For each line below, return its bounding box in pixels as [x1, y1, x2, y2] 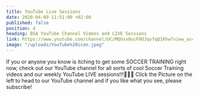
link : [6, 36, 20, 42]
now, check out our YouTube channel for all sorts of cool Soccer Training [6, 64, 184, 71]
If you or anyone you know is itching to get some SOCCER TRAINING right [6, 58, 187, 65]
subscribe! [6, 83, 33, 90]
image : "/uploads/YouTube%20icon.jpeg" [6, 42, 105, 48]
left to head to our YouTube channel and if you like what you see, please [6, 77, 182, 84]
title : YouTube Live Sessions [6, 8, 81, 15]
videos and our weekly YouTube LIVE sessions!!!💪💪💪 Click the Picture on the [6, 71, 192, 78]
